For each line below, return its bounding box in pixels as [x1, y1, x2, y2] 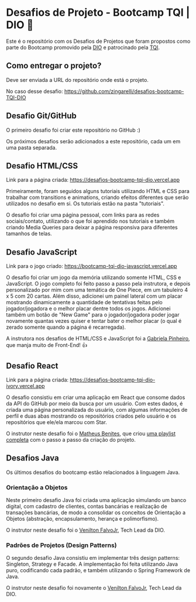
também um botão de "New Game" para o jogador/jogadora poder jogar [6, 311, 180, 318]
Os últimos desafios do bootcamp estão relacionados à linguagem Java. [6, 469, 180, 476]
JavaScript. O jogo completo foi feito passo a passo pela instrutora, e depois [6, 280, 191, 287]
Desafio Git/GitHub [6, 111, 77, 121]
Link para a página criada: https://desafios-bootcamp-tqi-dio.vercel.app [6, 176, 180, 184]
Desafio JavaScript [6, 247, 77, 257]
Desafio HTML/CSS [6, 161, 78, 171]
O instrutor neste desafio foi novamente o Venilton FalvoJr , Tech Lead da [6, 584, 182, 591]
